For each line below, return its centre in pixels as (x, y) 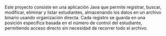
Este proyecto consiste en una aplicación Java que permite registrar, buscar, (83, 7)
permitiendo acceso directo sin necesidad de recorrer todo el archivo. (76, 28)
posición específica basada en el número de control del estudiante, (74, 23)
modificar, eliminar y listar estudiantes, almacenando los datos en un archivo (83, 12)
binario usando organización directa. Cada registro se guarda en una (75, 18)
